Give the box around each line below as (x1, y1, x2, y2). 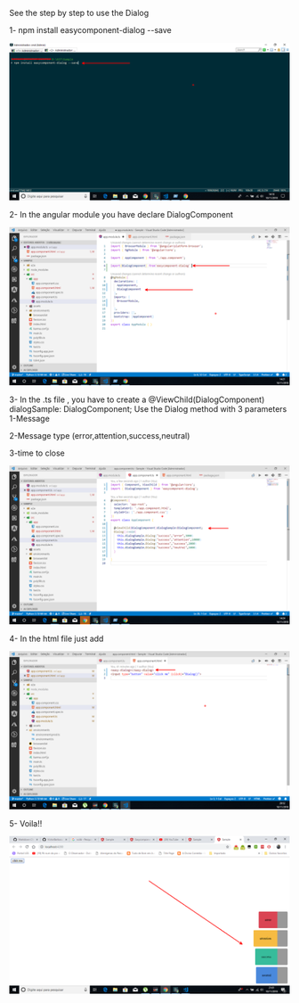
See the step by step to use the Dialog (9, 8, 149, 18)
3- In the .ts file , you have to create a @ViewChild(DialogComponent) (9, 394, 265, 405)
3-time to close (9, 448, 65, 458)
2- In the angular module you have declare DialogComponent (9, 210, 234, 219)
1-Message (9, 414, 51, 424)
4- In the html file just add (9, 633, 104, 644)
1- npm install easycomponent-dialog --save (9, 25, 172, 35)
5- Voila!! (9, 818, 43, 829)
